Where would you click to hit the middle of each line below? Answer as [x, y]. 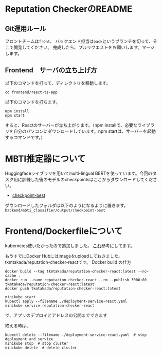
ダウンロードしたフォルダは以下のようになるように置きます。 [67, 205]
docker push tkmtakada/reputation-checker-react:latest [63, 288]
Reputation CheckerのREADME [69, 9]
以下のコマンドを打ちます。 [33, 102]
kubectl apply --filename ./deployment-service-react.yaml [66, 301]
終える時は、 [18, 325]
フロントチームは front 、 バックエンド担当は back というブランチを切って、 [79, 41]
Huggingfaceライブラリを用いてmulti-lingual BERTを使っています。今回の [79, 173]
